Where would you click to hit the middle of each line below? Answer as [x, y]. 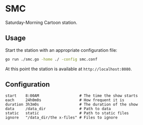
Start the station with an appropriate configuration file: [61, 50]
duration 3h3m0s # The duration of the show [71, 105]
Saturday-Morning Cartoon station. [41, 22]
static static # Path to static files [67, 113]
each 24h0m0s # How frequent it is [65, 100]
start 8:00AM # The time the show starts [71, 96]
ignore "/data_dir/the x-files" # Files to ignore [61, 118]
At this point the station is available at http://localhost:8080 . [68, 69]
